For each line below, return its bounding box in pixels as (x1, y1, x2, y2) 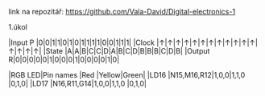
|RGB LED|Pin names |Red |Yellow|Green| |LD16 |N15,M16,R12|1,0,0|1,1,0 (8, 70, 246, 79)
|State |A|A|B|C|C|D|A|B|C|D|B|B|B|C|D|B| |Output (43, 46, 210, 55)
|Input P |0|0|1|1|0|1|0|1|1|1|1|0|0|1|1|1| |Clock (8, 38, 155, 47)
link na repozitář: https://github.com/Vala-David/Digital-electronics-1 (8, 7, 236, 16)
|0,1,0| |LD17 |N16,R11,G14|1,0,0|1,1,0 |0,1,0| (8, 79, 147, 88)
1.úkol (8, 22, 28, 31)
